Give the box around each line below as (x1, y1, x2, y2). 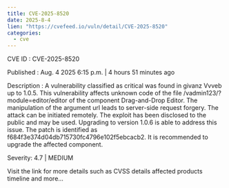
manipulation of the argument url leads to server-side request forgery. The (7, 104, 219, 112)
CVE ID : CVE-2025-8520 (7, 55, 80, 63)
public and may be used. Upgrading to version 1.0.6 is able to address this (7, 118, 217, 126)
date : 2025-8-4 (7, 17, 51, 23)
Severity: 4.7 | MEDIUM (7, 153, 74, 162)
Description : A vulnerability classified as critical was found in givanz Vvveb (7, 82, 222, 90)
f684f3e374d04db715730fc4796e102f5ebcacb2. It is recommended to (7, 133, 208, 142)
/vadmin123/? (183, 89, 222, 97)
